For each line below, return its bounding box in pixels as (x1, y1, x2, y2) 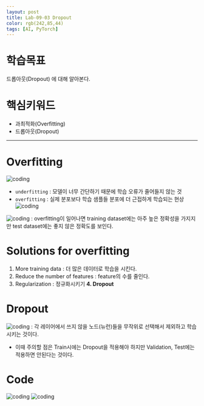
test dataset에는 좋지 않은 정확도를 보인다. (12, 223, 114, 230)
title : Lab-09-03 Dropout (6, 15, 72, 21)
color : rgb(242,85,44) (6, 20, 64, 26)
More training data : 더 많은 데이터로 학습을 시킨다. (15, 265, 137, 272)
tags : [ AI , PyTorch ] (6, 26, 59, 32)
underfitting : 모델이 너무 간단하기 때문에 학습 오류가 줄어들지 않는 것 (15, 188, 182, 195)
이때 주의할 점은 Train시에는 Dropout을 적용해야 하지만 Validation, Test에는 (15, 343, 195, 351)
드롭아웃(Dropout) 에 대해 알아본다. (6, 75, 91, 83)
